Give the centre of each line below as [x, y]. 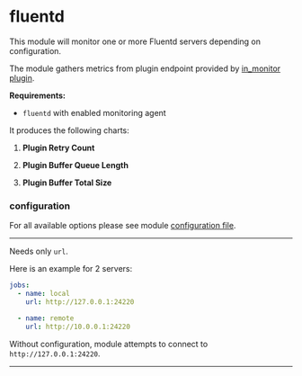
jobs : [19, 285]
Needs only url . [39, 251]
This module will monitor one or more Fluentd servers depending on [135, 41]
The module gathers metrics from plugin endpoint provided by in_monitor [145, 68]
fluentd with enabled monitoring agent [94, 112]
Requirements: [37, 95]
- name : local [44, 294]
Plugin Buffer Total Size [67, 183]
